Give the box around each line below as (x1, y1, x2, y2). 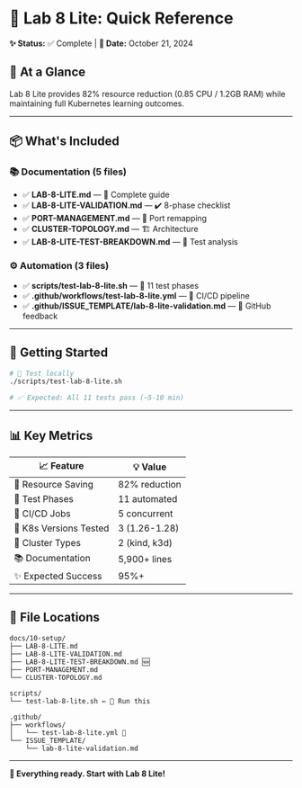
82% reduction (118, 478, 182, 490)
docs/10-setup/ (9, 633, 67, 642)
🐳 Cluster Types (13, 536, 81, 549)
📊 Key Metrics (9, 427, 93, 443)
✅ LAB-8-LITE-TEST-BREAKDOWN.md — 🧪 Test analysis (22, 237, 238, 247)
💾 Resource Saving (13, 478, 94, 490)
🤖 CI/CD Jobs (13, 507, 72, 520)
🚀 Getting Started (9, 345, 109, 361)
